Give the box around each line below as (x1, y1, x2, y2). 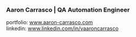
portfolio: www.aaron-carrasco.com (6, 19, 93, 26)
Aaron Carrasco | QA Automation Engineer (6, 6, 130, 14)
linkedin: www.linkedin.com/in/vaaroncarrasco (6, 25, 119, 32)
